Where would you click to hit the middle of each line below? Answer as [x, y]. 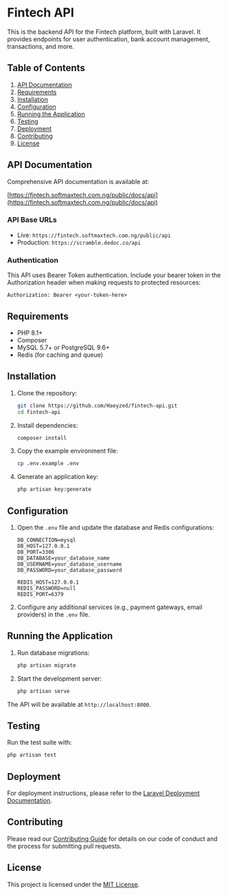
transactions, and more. [41, 46]
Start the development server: [59, 678]
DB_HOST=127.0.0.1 [43, 546]
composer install [42, 438]
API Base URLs [32, 220]
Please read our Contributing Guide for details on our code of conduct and [112, 839]
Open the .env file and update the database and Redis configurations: [115, 527]
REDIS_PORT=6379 [40, 594]
